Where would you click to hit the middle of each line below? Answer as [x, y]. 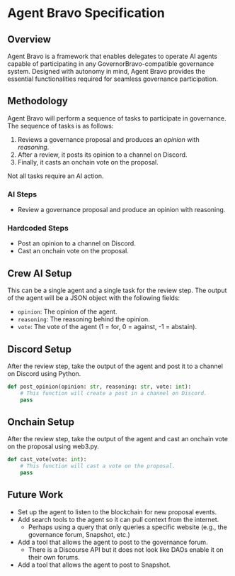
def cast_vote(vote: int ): [47, 460]
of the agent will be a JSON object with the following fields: [94, 298]
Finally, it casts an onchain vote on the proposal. [88, 162]
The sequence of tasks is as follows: [61, 126]
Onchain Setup [41, 422]
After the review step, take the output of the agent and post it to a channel [115, 366]
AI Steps [22, 194]
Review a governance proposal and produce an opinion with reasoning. [121, 210]
